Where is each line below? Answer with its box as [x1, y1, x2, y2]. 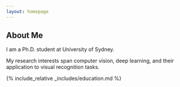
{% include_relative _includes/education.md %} [6, 75, 122, 82]
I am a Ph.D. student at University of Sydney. [6, 46, 115, 53]
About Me [6, 31, 43, 41]
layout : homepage [6, 8, 49, 15]
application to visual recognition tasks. [6, 63, 100, 71]
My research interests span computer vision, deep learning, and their [6, 57, 174, 65]
